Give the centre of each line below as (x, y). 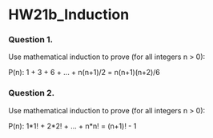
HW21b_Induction (69, 15)
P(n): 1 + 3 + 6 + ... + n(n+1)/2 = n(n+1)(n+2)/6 (84, 73)
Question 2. (32, 93)
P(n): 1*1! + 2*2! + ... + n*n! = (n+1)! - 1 (72, 126)
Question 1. (31, 40)
